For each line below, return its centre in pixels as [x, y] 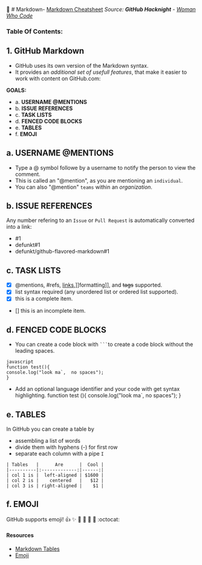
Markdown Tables [37, 549]
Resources [20, 535]
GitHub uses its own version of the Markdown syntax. [82, 65]
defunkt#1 [28, 245]
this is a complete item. [44, 299]
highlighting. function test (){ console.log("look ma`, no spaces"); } [98, 396]
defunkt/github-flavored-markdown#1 [62, 252]
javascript [20, 362]
